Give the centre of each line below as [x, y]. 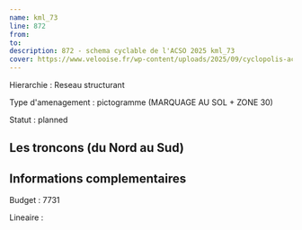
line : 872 [28, 26]
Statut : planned [39, 119]
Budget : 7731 [35, 200]
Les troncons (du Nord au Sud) [97, 148]
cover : [22, 59]
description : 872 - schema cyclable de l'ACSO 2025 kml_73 [122, 51]
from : [19, 34]
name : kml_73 [34, 18]
